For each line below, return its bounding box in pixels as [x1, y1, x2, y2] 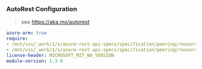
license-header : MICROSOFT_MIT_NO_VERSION [6, 52, 114, 58]
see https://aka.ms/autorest [20, 19, 90, 26]
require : [6, 35, 28, 42]
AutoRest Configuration [6, 5, 78, 13]
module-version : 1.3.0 [6, 58, 63, 64]
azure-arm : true [6, 30, 47, 36]
